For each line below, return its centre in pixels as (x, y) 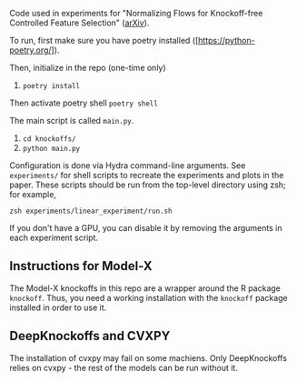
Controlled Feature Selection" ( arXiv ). (79, 23)
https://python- (227, 40)
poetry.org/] (32, 50)
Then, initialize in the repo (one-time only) (88, 68)
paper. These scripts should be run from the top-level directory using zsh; (148, 185)
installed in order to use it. (58, 307)
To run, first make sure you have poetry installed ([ (104, 40)
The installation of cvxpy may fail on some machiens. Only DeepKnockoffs (148, 357)
